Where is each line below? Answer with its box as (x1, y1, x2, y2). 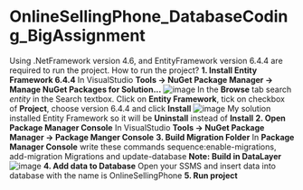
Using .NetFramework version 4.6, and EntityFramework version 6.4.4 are (9, 55, 283, 66)
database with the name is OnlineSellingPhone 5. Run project (9, 169, 238, 181)
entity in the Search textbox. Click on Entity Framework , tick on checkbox (9, 93, 286, 104)
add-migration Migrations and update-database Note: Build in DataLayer (9, 150, 282, 161)
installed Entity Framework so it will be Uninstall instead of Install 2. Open (9, 113, 287, 123)
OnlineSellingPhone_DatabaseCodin (9, 6, 289, 27)
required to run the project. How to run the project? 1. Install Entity (9, 65, 258, 76)
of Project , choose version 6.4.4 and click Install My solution (9, 103, 271, 113)
